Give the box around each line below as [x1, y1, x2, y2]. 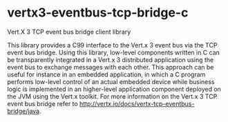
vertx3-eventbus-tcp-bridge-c [7, 5, 189, 21]
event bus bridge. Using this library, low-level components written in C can [7, 48, 220, 57]
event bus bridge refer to [7, 99, 78, 108]
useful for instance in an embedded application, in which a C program [7, 70, 206, 79]
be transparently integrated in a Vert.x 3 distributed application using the [7, 55, 214, 63]
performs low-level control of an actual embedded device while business [7, 77, 216, 85]
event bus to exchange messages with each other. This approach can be [7, 63, 214, 71]
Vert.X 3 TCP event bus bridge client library [7, 28, 131, 36]
